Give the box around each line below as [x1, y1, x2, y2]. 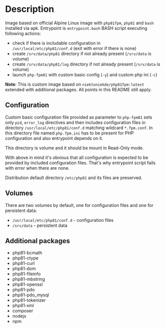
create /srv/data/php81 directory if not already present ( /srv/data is [12, 51, 152, 57]
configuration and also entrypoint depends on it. [5, 135, 104, 141]
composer [12, 308, 34, 314]
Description [5, 3, 54, 15]
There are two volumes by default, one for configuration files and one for [5, 202, 154, 208]
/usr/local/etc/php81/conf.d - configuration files [12, 217, 114, 223]
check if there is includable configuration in [12, 40, 101, 46]
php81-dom [12, 265, 36, 271]
